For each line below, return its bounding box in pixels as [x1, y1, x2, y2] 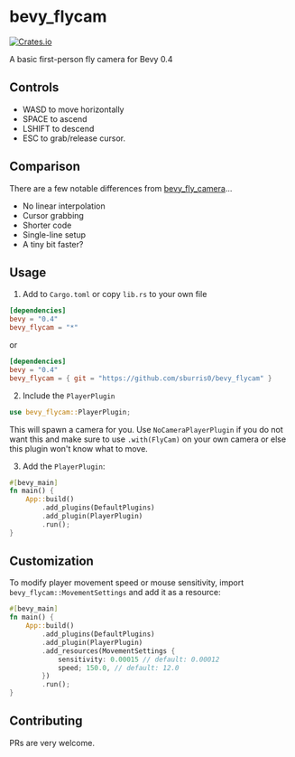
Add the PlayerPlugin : [22, 461, 106, 472]
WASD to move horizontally [22, 104, 124, 115]
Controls [9, 79, 60, 96]
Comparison [9, 159, 81, 174]
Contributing [9, 714, 83, 729]
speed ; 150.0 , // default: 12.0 [57, 663, 180, 672]
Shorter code [22, 220, 72, 230]
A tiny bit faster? [22, 238, 84, 249]
